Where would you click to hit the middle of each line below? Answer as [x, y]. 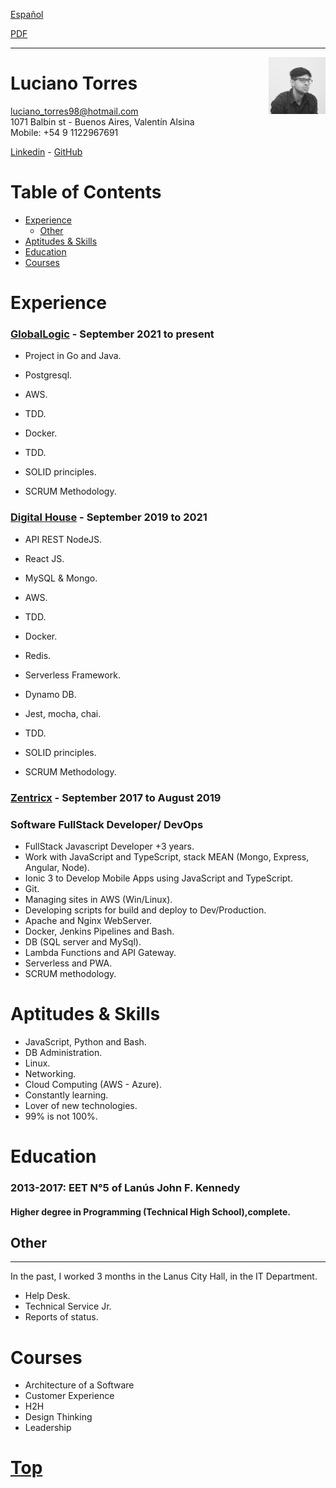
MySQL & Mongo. [61, 578]
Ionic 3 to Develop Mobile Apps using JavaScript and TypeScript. [158, 878]
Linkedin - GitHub [46, 151]
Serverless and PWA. [68, 963]
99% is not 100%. [61, 1116]
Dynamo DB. [50, 694]
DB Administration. [63, 1052]
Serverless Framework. [72, 675]
